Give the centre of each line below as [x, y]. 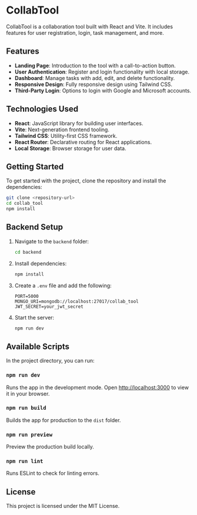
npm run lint [25, 461]
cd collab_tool [25, 204]
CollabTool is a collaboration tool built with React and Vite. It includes [90, 26]
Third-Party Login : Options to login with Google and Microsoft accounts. [103, 90]
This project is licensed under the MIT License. [63, 506]
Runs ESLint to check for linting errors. [53, 473]
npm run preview [29, 434]
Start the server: [34, 317]
